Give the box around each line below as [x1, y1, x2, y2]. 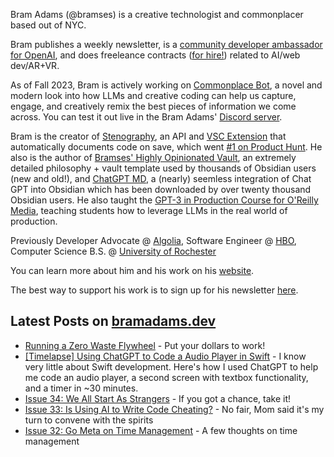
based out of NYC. [10, 19, 87, 31]
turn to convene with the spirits [24, 414, 154, 426]
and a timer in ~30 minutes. [24, 382, 139, 394]
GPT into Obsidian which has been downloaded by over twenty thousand [10, 184, 312, 195]
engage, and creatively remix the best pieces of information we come [10, 100, 297, 112]
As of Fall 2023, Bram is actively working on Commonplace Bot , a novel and [10, 79, 323, 91]
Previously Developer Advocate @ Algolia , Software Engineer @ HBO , [10, 235, 297, 246]
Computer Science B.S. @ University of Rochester [10, 245, 217, 257]
